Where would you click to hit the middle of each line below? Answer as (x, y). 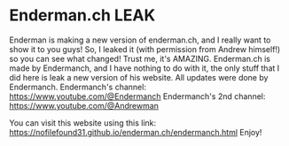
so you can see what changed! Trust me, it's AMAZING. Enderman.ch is (140, 58)
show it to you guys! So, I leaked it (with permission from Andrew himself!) (145, 49)
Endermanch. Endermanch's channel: (78, 87)
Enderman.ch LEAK (82, 15)
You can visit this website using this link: (83, 123)
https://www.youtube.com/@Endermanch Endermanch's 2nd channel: (137, 96)
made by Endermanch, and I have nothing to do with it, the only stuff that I (144, 68)
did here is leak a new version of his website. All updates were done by (139, 77)
